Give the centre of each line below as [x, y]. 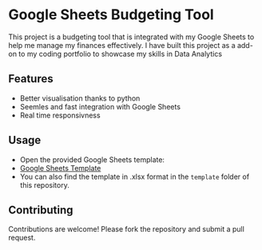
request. [22, 238]
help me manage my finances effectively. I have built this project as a [122, 45]
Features [31, 79]
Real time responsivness [60, 115]
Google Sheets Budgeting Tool [111, 15]
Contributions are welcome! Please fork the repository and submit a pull [127, 229]
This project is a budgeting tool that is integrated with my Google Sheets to [131, 37]
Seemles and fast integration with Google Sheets [100, 106]
